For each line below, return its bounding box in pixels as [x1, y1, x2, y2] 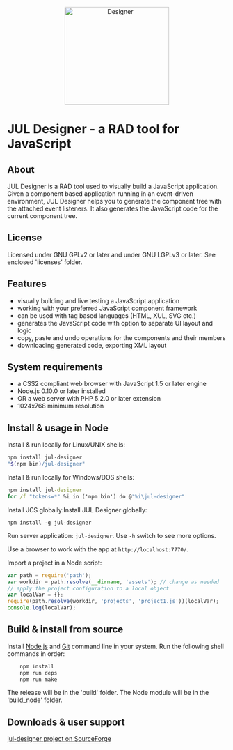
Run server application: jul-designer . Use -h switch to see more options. [7, 531, 217, 539]
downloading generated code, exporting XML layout [17, 341, 167, 349]
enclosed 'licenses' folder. [7, 258, 83, 266]
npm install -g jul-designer [7, 519, 92, 526]
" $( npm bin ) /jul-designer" [7, 461, 86, 468]
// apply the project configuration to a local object [7, 585, 170, 592]
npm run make [19, 676, 58, 683]
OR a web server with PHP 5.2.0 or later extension [17, 395, 161, 403]
